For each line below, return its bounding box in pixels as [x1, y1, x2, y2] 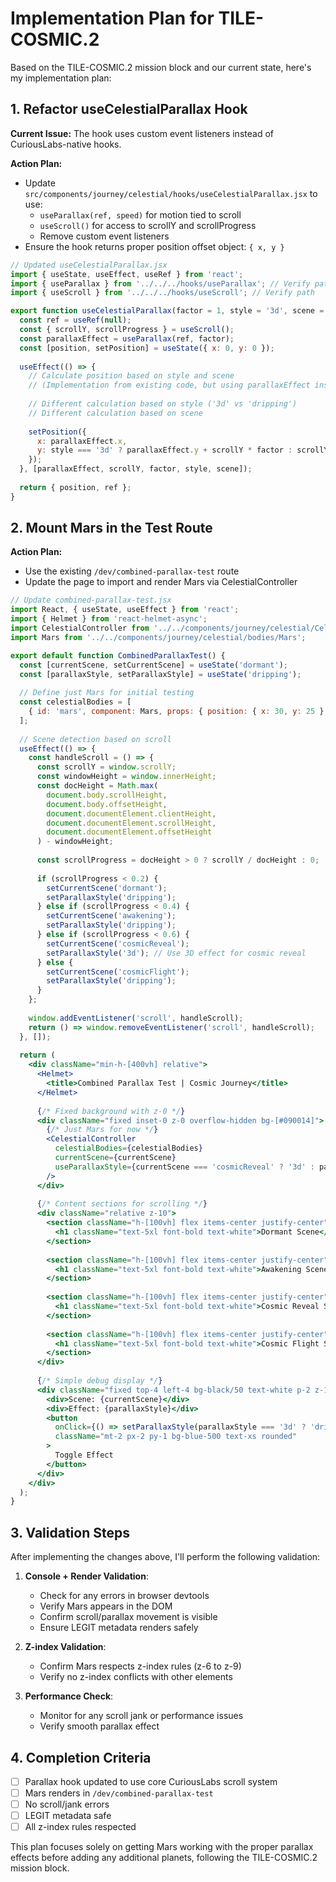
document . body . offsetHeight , [46, 799, 168, 809]
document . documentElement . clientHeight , [46, 808, 217, 819]
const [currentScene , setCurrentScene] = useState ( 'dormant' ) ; [19, 660, 288, 670]
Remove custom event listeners [39, 230, 170, 242]
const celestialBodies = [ [19, 697, 132, 707]
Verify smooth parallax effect [39, 1720, 160, 1732]
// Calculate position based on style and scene [28, 371, 235, 381]
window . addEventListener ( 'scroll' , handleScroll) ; [28, 1013, 244, 1023]
